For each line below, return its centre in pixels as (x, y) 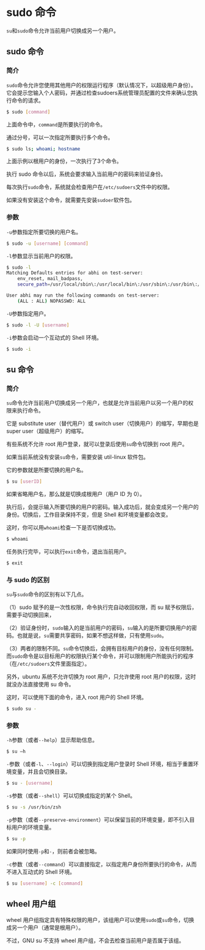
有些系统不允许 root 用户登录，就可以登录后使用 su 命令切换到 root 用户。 (97, 444)
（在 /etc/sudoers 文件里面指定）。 (48, 664)
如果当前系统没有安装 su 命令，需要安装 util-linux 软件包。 (78, 457)
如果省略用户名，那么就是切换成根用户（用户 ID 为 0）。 (76, 494)
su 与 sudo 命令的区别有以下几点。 (47, 594)
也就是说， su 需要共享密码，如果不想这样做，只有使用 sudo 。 (92, 636)
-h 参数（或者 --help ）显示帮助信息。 (52, 740)
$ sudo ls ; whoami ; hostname (43, 149)
